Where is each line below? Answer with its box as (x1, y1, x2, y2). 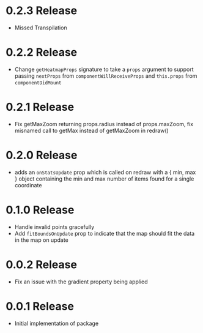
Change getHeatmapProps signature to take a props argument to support (14, 65, 194, 73)
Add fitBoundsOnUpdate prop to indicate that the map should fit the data (14, 230, 195, 237)
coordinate (14, 181, 42, 189)
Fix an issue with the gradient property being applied (14, 278, 148, 285)
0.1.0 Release (6, 203, 75, 217)
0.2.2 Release (6, 45, 78, 59)
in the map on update (14, 236, 68, 244)
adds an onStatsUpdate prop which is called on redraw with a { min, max (14, 168, 196, 176)
